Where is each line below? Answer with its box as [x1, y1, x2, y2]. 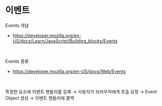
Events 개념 [5, 22, 29, 28]
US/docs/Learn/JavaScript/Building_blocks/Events [12, 38, 118, 44]
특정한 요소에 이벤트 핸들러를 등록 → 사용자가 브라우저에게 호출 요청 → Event [5, 88, 157, 94]
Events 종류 [5, 58, 29, 64]
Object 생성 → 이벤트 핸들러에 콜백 [5, 95, 75, 101]
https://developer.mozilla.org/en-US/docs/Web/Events [12, 68, 126, 74]
